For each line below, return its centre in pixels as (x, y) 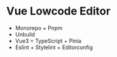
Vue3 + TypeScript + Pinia (48, 41)
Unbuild (25, 34)
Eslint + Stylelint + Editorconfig (54, 47)
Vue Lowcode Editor (58, 11)
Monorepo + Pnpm (39, 28)
